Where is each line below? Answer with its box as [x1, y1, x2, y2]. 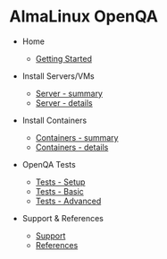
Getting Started [35, 53, 92, 64]
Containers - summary [35, 132, 119, 142]
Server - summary [35, 88, 103, 99]
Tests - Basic [35, 186, 85, 196]
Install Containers [21, 115, 88, 125]
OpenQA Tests [21, 159, 76, 169]
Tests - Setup [35, 177, 86, 187]
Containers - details [35, 142, 109, 152]
